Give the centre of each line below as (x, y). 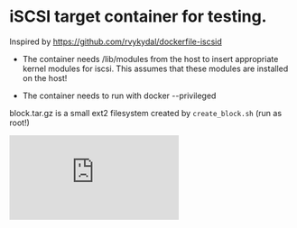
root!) (19, 123)
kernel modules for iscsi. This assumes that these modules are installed (155, 68)
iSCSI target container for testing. (138, 17)
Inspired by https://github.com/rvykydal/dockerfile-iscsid (116, 41)
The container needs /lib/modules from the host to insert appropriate (150, 59)
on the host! (45, 78)
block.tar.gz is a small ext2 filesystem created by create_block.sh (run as (146, 113)
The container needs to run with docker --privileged (119, 96)
